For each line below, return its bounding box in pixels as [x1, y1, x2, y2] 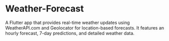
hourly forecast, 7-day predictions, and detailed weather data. [5, 30, 135, 36]
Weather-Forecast [5, 3, 84, 14]
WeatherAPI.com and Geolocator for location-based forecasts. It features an [5, 24, 164, 30]
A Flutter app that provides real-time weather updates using [5, 19, 130, 25]
